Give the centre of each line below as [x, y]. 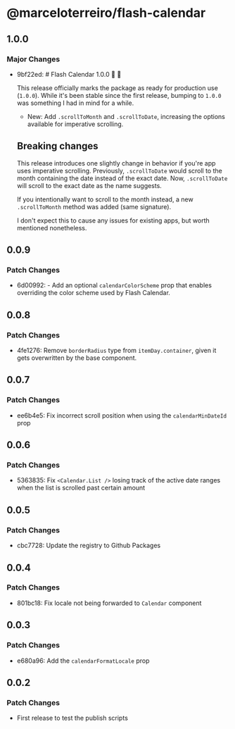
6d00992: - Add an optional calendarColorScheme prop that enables [114, 285]
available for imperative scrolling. [75, 124]
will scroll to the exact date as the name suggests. [89, 185]
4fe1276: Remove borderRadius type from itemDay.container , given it [116, 351]
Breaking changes [58, 146]
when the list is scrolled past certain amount [81, 488]
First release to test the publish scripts [72, 718]
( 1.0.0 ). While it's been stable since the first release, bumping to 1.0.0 [119, 95]
